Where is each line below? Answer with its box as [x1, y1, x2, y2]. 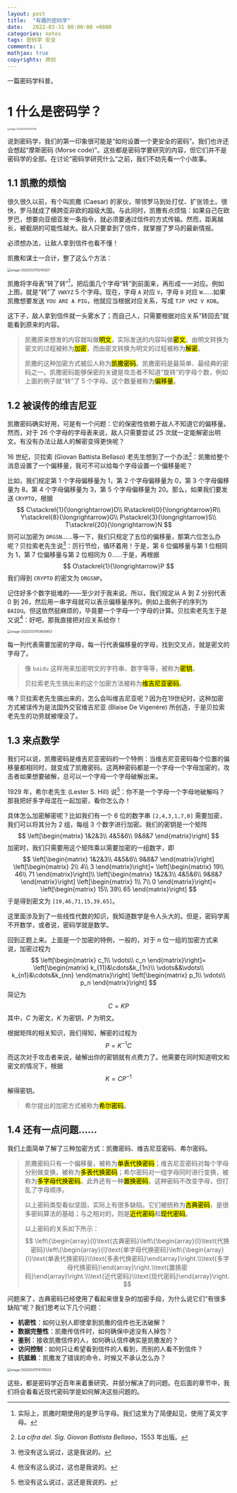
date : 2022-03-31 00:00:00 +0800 [7, 23, 112, 30]
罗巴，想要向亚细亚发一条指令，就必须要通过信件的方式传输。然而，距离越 [7, 214, 224, 223]
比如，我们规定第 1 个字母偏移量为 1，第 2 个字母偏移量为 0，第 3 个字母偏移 [7, 476, 229, 485]
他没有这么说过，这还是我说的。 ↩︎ [17, 1477, 118, 1486]
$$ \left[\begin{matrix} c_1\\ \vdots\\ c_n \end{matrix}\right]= [30, 956, 207, 964]
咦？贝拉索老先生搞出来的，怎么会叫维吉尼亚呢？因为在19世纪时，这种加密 [7, 694, 224, 702]
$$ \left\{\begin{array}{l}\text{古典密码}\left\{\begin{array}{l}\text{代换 [25, 1236, 230, 1245]
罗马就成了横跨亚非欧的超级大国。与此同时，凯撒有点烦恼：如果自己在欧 [19, 206, 230, 214]
